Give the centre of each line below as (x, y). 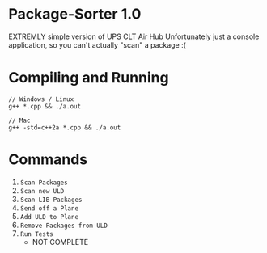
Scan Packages (44, 183)
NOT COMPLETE (60, 242)
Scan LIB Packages (51, 200)
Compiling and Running (89, 78)
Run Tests (37, 234)
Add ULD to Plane (49, 217)
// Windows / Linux (41, 99)
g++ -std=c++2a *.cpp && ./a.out (65, 127)
